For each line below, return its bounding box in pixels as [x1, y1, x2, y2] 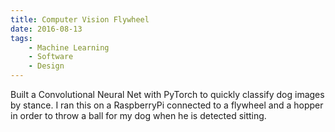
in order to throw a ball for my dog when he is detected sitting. [10, 110, 267, 121]
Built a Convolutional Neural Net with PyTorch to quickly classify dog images [10, 89, 325, 100]
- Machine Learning [28, 42, 110, 53]
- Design [28, 61, 65, 71]
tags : [10, 33, 33, 43]
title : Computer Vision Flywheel [10, 14, 150, 25]
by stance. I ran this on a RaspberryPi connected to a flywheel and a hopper [10, 99, 324, 111]
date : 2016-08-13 [10, 24, 83, 34]
